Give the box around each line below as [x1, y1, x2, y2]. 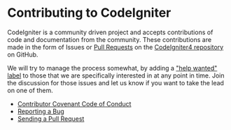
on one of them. [7, 86, 54, 94]
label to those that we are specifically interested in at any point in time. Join [7, 71, 225, 80]
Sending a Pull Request [17, 114, 85, 123]
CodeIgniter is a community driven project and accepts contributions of [7, 28, 213, 36]
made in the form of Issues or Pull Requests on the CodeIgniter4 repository [7, 43, 224, 51]
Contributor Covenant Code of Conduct [17, 99, 132, 108]
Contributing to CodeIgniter [7, 5, 171, 21]
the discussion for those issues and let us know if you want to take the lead [7, 78, 224, 87]
